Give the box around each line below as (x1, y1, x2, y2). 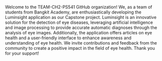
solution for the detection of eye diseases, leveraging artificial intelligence (5, 19, 153, 25)
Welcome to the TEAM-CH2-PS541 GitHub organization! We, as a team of (5, 4, 152, 10)
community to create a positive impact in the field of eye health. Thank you (5, 46, 155, 51)
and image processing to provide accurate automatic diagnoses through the (5, 25, 157, 30)
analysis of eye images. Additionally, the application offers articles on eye (5, 30, 152, 35)
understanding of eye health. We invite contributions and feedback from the (5, 40, 157, 46)
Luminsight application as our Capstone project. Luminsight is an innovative (5, 15, 157, 20)
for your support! (5, 50, 39, 56)
